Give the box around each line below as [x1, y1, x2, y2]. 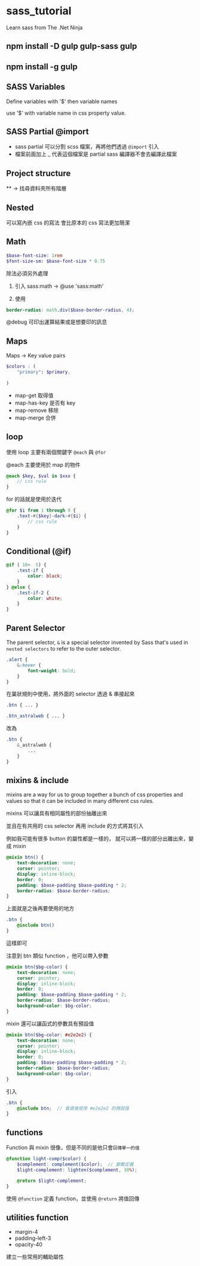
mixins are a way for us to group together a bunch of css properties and [6, 791, 183, 798]
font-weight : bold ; [27, 667, 76, 674]
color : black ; [27, 573, 63, 580]
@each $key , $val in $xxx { [6, 473, 76, 479]
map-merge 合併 [14, 414, 57, 421]
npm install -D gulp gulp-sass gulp [6, 41, 137, 51]
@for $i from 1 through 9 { [6, 507, 76, 514]
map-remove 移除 [14, 406, 59, 414]
